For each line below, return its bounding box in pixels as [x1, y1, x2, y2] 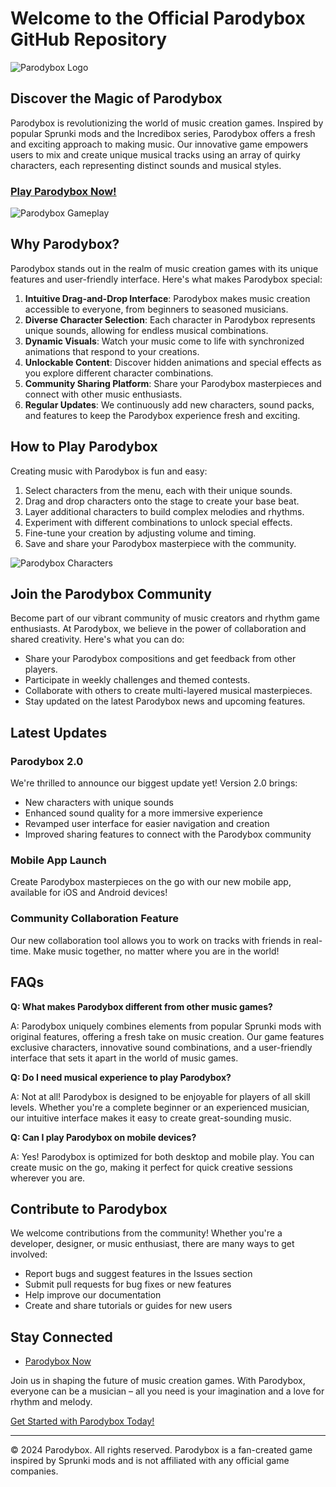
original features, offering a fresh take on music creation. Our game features [10, 1030, 325, 1042]
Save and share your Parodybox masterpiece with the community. [24, 537, 297, 549]
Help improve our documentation [24, 1289, 162, 1301]
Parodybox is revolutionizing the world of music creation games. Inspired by [10, 117, 324, 129]
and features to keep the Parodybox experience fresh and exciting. [24, 409, 301, 421]
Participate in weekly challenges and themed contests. [24, 674, 251, 686]
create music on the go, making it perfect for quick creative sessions [10, 1161, 293, 1173]
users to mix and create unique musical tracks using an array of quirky [10, 148, 301, 161]
